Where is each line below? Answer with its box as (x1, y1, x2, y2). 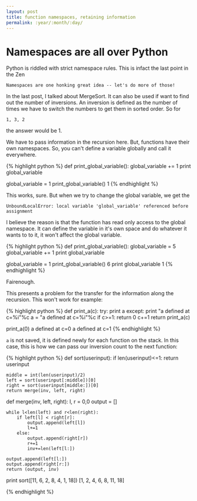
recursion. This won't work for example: (6, 296, 103, 303)
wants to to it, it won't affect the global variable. (6, 231, 122, 238)
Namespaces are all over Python (6, 45, 169, 59)
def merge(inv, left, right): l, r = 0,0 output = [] (6, 398, 117, 405)
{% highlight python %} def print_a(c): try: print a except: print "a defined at (6, 308, 190, 315)
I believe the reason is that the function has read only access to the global (6, 219, 186, 226)
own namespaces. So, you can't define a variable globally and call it (6, 145, 172, 152)
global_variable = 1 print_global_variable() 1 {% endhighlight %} (6, 180, 159, 188)
